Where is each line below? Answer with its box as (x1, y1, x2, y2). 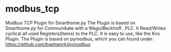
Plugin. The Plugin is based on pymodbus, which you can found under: (5, 36, 154, 42)
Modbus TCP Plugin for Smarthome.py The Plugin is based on (5, 20, 136, 26)
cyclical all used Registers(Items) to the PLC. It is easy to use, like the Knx (5, 30, 160, 36)
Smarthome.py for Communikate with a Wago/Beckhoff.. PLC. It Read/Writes (5, 25, 166, 31)
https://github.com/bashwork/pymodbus (5, 41, 91, 47)
